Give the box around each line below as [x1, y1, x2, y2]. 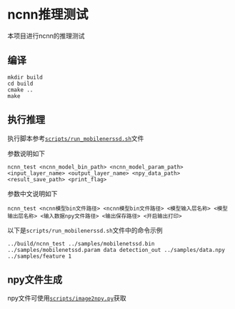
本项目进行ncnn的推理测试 [7, 31, 85, 40]
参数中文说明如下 [7, 189, 58, 198]
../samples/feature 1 [7, 253, 72, 260]
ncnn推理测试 [7, 6, 89, 23]
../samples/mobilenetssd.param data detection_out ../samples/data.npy [7, 246, 225, 253]
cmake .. [7, 86, 34, 93]
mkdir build [7, 74, 43, 81]
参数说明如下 [7, 149, 45, 158]
